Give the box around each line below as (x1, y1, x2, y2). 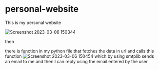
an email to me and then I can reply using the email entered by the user (5, 58, 148, 64)
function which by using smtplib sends (5, 53, 155, 59)
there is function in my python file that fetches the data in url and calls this (5, 48, 154, 54)
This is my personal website (5, 20, 61, 25)
